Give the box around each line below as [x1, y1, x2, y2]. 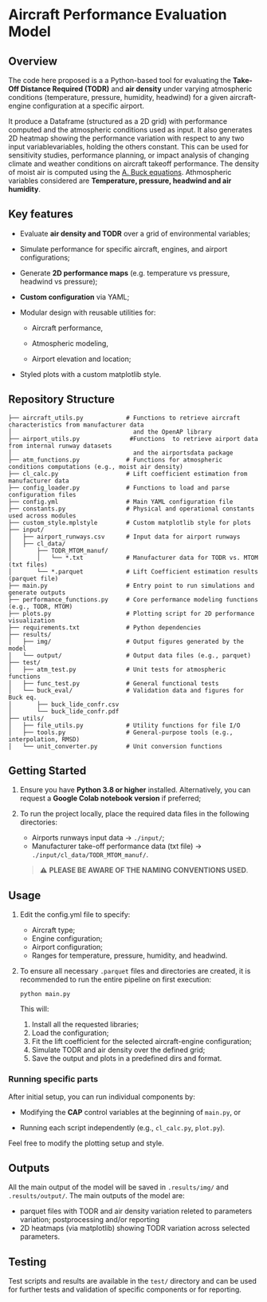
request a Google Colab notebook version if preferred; [19, 793, 202, 804]
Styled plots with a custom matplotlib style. [19, 369, 162, 379]
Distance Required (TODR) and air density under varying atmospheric [20, 84, 253, 93]
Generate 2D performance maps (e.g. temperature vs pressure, [19, 268, 230, 277]
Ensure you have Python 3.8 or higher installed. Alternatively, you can [19, 785, 251, 795]
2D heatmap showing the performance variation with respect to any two [8, 133, 245, 143]
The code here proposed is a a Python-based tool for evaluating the [8, 76, 231, 85]
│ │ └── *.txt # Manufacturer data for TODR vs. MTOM [8, 554, 259, 562]
